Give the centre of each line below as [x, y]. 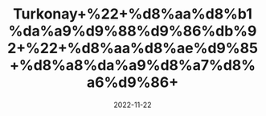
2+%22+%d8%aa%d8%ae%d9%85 [133, 48]
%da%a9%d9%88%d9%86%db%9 [133, 31]
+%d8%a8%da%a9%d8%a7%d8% [133, 66]
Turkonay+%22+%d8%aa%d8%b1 [133, 14]
